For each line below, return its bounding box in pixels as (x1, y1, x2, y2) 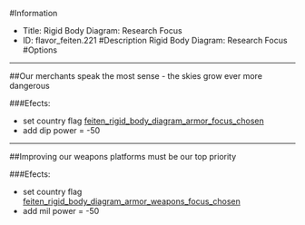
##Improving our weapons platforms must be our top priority (9, 152, 237, 161)
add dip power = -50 (22, 125, 101, 135)
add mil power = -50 (22, 206, 100, 216)
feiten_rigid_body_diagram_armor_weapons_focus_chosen (22, 196, 241, 207)
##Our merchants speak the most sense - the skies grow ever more (9, 71, 263, 81)
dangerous (9, 81, 50, 91)
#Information (9, 8, 58, 18)
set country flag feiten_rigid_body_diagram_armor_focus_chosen (22, 115, 265, 126)
